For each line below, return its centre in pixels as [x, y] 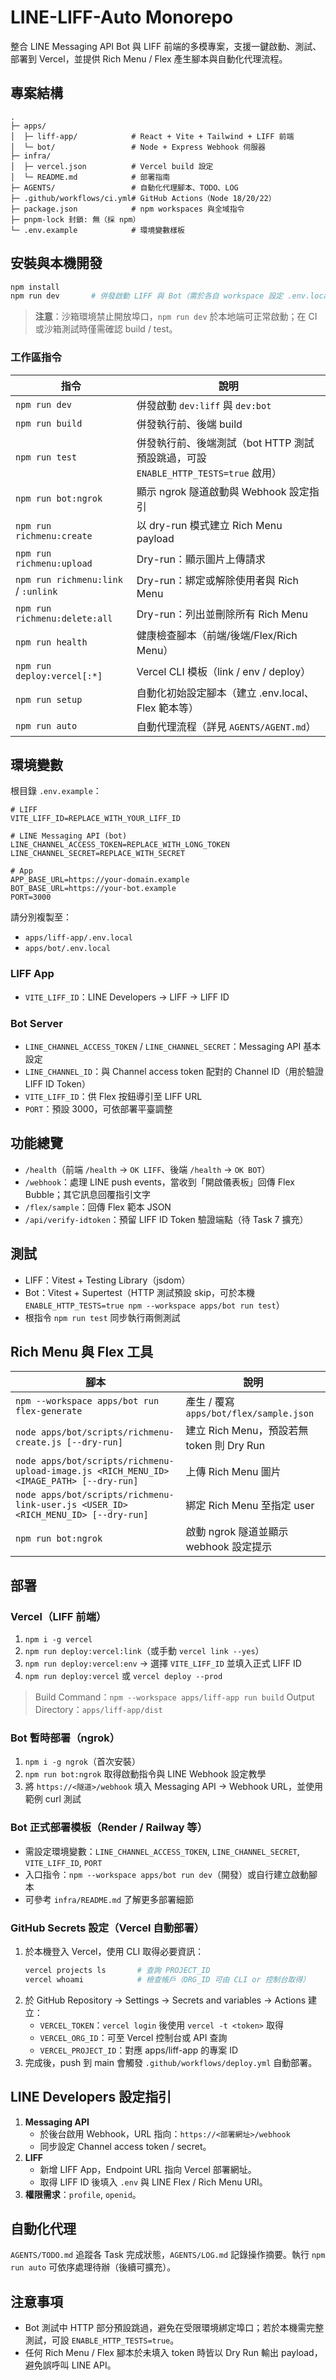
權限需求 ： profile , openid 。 [83, 2194]
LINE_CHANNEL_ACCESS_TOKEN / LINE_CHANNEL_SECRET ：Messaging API [163, 1047]
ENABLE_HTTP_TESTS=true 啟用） [209, 473]
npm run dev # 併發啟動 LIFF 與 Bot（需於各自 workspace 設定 [147, 296]
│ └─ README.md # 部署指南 [90, 177]
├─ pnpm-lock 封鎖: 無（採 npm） [75, 219]
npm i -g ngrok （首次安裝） [83, 1762]
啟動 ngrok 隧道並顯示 [237, 1532]
